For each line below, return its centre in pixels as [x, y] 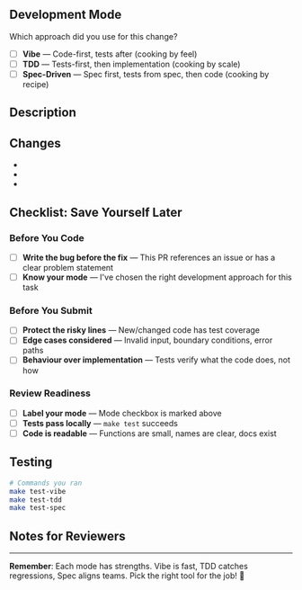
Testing [31, 462]
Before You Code [47, 237]
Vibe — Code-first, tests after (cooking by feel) [110, 54]
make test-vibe [38, 491]
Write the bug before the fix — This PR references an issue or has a [149, 257]
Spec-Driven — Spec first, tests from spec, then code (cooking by [146, 74]
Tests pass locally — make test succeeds [100, 423]
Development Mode [66, 15]
